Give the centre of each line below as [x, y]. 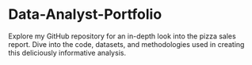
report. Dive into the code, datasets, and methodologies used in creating [126, 44]
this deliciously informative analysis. [67, 52]
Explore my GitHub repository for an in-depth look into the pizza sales [122, 36]
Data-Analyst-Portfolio [85, 14]
